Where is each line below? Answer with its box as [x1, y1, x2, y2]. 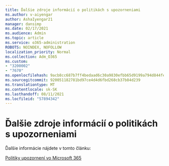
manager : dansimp [5, 21, 42, 27]
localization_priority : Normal [5, 49, 71, 54]
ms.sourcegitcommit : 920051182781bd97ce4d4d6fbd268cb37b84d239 [5, 77, 141, 82]
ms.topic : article [5, 36, 44, 41]
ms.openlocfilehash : [5, 73, 49, 78]
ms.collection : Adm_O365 [5, 54, 57, 59]
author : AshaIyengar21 [5, 17, 53, 22]
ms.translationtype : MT [5, 82, 55, 87]
